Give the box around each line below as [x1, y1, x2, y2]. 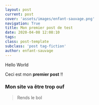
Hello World [5, 62, 29, 68]
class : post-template [5, 39, 49, 44]
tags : [5, 35, 16, 40]
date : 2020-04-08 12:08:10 [5, 30, 60, 35]
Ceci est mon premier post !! [5, 71, 63, 77]
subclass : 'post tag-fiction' [5, 44, 67, 49]
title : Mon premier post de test [5, 26, 73, 30]
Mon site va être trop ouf [5, 83, 65, 90]
